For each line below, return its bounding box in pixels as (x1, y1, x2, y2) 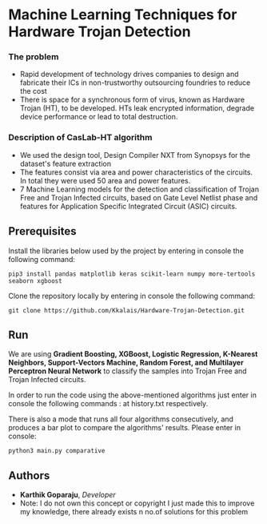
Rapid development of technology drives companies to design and (19, 70, 239, 79)
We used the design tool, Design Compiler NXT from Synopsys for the (19, 150, 251, 159)
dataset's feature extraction (19, 159, 112, 168)
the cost (19, 87, 48, 96)
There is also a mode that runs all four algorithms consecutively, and (8, 414, 234, 424)
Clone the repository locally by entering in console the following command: (8, 291, 256, 300)
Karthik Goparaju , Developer (19, 490, 116, 500)
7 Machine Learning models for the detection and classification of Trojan (19, 184, 260, 194)
